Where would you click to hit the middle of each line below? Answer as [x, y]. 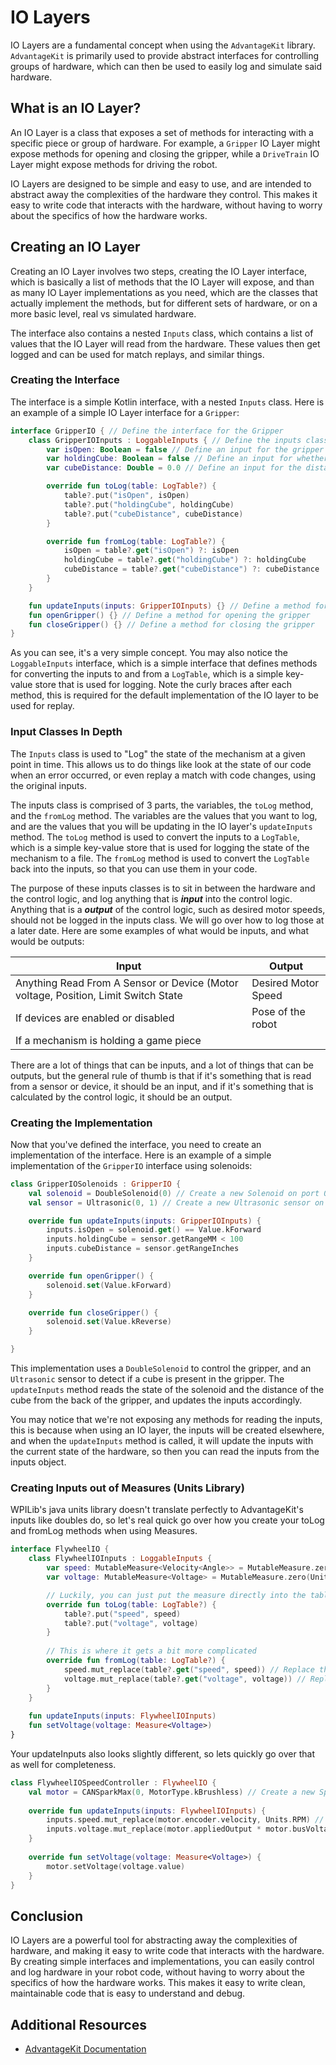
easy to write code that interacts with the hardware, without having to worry [166, 205]
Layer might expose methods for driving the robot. [114, 164]
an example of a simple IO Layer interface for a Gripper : [125, 412]
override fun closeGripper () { [93, 1312]
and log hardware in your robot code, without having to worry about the [157, 1972]
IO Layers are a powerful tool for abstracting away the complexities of [154, 1940]
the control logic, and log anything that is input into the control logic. [151, 898]
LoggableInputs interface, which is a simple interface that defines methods [164, 663]
